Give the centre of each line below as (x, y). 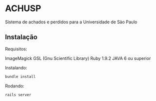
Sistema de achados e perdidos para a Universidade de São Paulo (71, 22)
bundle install (20, 76)
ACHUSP (23, 8)
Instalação (21, 37)
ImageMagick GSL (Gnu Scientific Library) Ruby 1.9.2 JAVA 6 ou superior (78, 58)
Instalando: (16, 67)
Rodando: (15, 86)
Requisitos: (16, 49)
